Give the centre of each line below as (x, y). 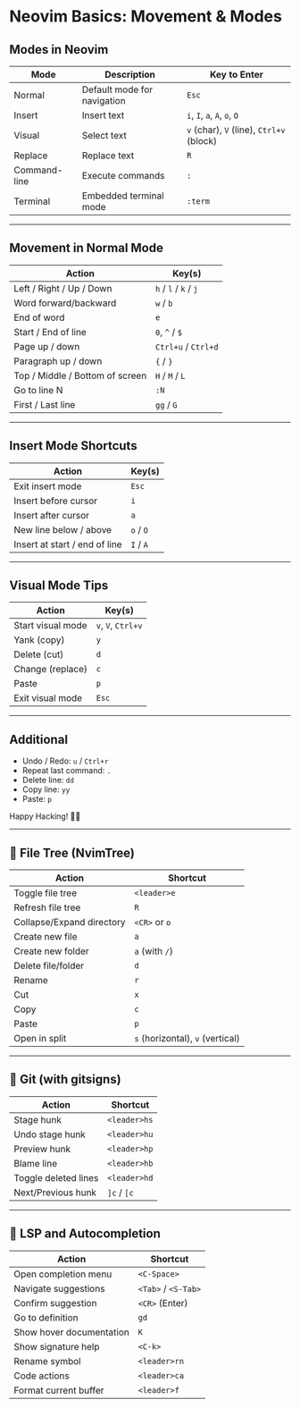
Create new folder (51, 951)
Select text (104, 135)
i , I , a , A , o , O (213, 115)
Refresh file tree (47, 907)
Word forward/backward (65, 303)
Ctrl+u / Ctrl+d (187, 346)
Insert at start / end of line (68, 544)
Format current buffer (59, 1390)
